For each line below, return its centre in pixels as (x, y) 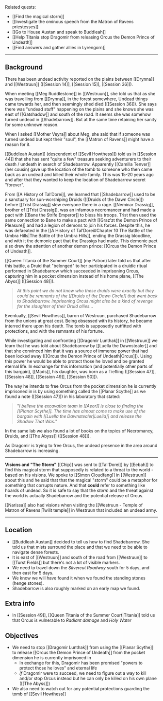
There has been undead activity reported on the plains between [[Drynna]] (80, 79)
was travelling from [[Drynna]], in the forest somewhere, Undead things (76, 99)
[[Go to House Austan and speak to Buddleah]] (59, 32)
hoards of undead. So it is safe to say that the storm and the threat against (79, 490)
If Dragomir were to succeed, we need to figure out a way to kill (83, 673)
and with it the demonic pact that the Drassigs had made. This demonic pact (81, 241)
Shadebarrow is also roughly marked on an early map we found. (76, 588)
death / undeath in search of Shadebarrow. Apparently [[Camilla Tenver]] (78, 164)
